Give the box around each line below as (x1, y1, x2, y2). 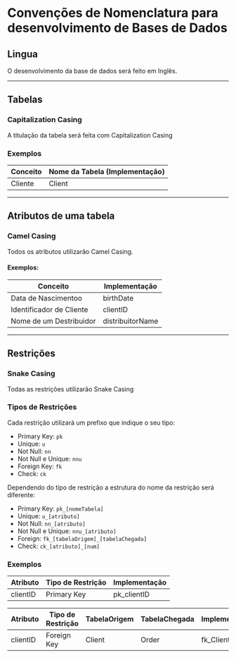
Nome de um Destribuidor (11, 316, 96, 326)
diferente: (7, 490, 36, 499)
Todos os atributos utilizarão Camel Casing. (7, 247, 133, 255)
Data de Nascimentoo (11, 293, 83, 303)
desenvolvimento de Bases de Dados (7, 20, 228, 36)
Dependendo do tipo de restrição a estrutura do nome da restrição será (7, 483, 214, 492)
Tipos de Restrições (7, 402, 77, 412)
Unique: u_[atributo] (17, 511, 80, 520)
